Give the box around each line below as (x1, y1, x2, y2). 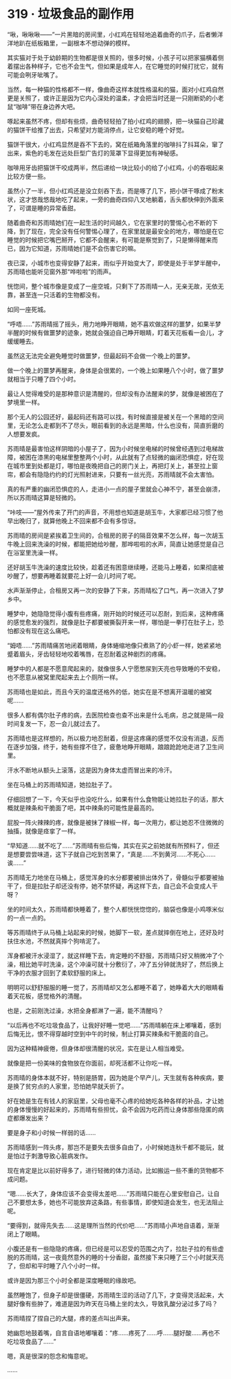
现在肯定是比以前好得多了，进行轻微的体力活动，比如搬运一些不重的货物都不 (7, 1166, 224, 1174)
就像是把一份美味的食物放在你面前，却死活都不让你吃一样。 (7, 1059, 176, 1067)
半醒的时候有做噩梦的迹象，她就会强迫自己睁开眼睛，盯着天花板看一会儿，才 (7, 328, 224, 337)
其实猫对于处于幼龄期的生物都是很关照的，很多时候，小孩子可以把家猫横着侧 (7, 53, 224, 62)
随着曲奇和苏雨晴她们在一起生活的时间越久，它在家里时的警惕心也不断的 (7, 218, 212, 227)
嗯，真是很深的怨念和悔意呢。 (7, 1352, 91, 1360)
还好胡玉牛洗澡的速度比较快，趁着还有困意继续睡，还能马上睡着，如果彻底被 (7, 563, 224, 571)
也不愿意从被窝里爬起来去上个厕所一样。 (7, 673, 122, 681)
